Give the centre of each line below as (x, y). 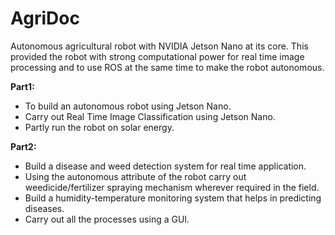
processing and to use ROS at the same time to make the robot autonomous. (167, 67)
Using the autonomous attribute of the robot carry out (135, 176)
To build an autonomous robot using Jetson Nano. (128, 106)
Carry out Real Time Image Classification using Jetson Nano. (150, 116)
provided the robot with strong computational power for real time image (157, 56)
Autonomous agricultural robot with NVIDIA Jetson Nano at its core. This (159, 46)
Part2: (23, 146)
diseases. (44, 208)
